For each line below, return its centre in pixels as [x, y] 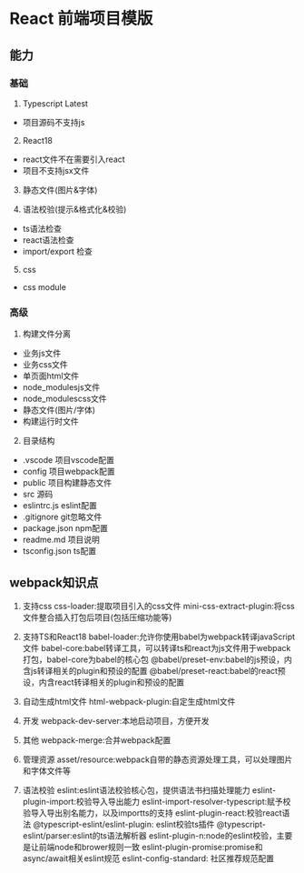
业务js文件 [42, 353]
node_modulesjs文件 [61, 387]
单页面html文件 [51, 376]
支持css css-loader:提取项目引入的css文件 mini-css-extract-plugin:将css [158, 606]
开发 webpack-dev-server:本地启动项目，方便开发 [116, 720]
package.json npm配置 [65, 528]
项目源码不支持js [54, 122]
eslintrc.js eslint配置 [59, 506]
